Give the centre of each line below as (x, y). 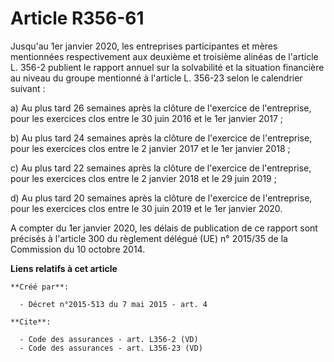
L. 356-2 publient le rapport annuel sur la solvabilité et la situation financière (167, 67)
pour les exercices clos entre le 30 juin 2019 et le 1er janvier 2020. (146, 208)
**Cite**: (31, 322)
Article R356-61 (77, 18)
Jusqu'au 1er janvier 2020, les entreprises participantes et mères (144, 46)
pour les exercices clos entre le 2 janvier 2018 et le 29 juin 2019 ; (143, 178)
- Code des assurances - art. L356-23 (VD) (111, 348)
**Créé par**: (40, 287)
